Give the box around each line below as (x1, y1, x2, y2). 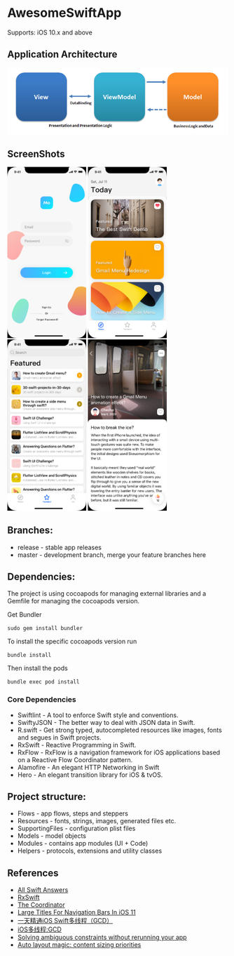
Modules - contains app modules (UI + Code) (17, 839, 149, 848)
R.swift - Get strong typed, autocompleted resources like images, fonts (17, 726, 222, 734)
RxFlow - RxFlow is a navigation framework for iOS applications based (17, 748, 221, 757)
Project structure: (7, 791, 86, 803)
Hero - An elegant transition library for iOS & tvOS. (17, 771, 163, 779)
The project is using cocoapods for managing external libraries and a (7, 589, 207, 598)
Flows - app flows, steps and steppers (17, 809, 128, 818)
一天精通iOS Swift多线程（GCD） (17, 917, 113, 925)
